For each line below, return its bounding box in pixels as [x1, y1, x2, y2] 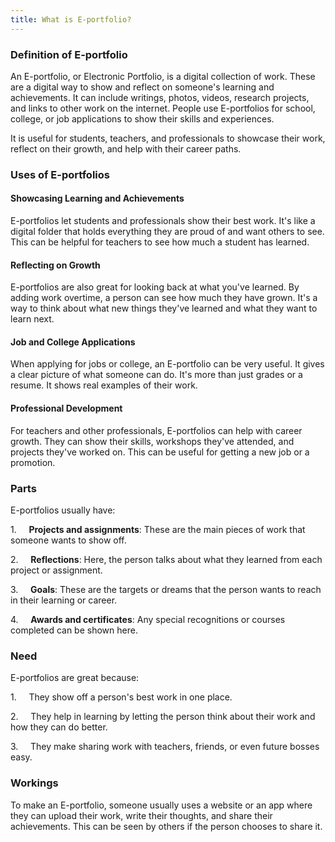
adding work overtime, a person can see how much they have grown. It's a [10, 292, 318, 304]
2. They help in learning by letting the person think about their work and [10, 711, 316, 723]
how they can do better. [10, 721, 108, 733]
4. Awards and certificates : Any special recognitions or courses [10, 613, 286, 625]
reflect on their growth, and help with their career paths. [10, 142, 242, 155]
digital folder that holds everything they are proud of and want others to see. [10, 226, 325, 238]
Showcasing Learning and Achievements [10, 192, 185, 205]
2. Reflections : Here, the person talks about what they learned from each [10, 553, 323, 565]
